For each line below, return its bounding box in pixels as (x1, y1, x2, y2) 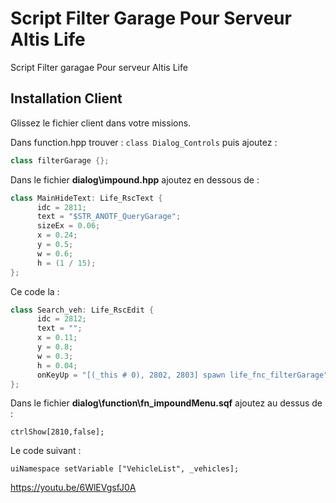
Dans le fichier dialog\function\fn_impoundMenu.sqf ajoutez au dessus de (10, 397, 323, 409)
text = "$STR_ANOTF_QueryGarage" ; (36, 212, 182, 222)
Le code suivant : (10, 445, 82, 457)
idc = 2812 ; (36, 314, 87, 324)
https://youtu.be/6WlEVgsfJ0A (10, 482, 137, 494)
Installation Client (10, 90, 123, 107)
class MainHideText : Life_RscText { (10, 193, 163, 203)
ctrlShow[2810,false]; (10, 427, 105, 437)
